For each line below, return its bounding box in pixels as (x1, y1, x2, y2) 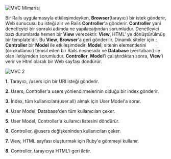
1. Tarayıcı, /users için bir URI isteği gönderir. (5, 78, 100, 84)
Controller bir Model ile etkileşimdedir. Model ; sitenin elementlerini (5, 42, 146, 48)
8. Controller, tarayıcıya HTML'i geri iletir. (5, 148, 91, 154)
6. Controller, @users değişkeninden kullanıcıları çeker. (5, 128, 121, 134)
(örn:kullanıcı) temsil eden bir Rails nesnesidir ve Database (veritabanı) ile (5, 48, 161, 53)
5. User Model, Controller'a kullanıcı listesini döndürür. (5, 118, 120, 124)
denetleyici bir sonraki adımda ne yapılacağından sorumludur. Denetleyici (5, 26, 159, 32)
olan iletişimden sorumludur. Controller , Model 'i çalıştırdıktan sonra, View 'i (5, 53, 163, 59)
